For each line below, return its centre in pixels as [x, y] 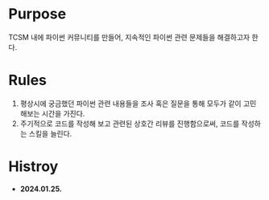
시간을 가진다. [63, 113]
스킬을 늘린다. [50, 133]
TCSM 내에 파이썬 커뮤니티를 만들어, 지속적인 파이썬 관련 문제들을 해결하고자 [129, 37]
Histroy [33, 167]
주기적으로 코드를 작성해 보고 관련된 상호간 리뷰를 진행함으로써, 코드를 [130, 123]
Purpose [37, 14]
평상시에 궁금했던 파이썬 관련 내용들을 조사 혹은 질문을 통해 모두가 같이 [130, 103]
